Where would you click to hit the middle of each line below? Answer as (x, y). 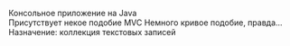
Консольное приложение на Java (73, 13)
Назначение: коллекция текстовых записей (92, 32)
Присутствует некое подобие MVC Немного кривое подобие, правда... (145, 23)
